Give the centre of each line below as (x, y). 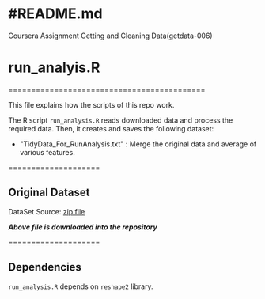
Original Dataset (49, 193)
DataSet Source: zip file (47, 211)
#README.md (55, 14)
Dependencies (45, 267)
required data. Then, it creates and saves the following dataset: (111, 128)
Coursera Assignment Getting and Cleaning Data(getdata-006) (110, 36)
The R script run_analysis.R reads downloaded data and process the (121, 120)
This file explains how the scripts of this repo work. (91, 104)
